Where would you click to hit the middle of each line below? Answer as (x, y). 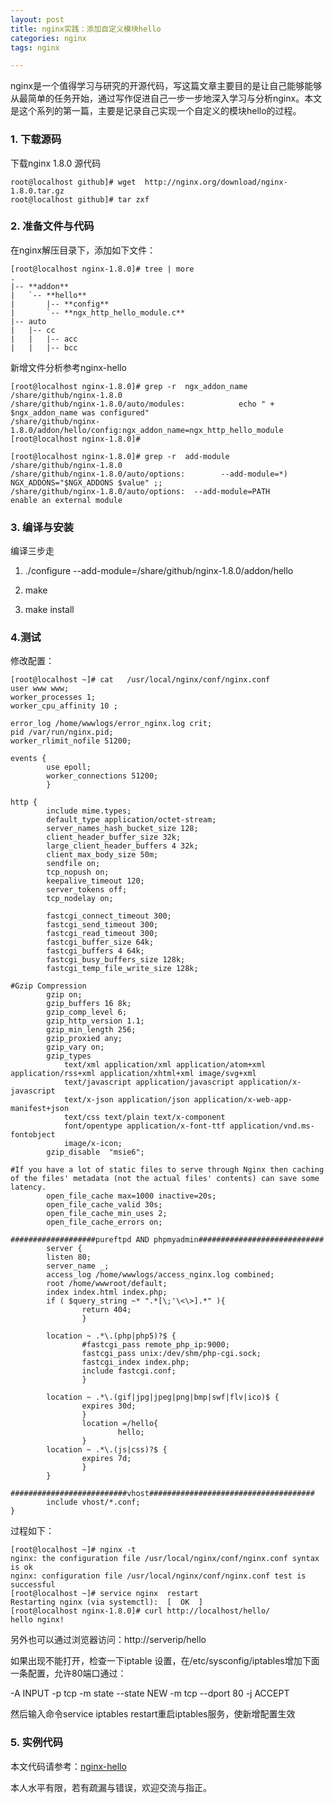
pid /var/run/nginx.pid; (62, 732)
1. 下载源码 (36, 139)
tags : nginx (35, 47)
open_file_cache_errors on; (104, 1222)
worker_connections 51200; (102, 776)
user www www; (40, 689)
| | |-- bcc (44, 347)
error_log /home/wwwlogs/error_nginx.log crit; (111, 724)
